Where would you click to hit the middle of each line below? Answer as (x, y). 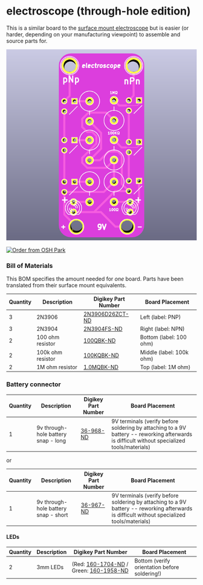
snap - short (52, 515)
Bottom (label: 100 (163, 337)
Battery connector (34, 384)
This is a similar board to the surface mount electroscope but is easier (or (98, 28)
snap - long (51, 440)
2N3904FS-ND (103, 329)
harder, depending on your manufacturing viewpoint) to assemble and (93, 34)
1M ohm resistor (57, 367)
